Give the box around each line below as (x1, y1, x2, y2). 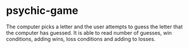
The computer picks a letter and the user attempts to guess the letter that (6, 23, 183, 30)
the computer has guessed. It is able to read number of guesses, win (6, 29, 172, 36)
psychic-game (6, 4, 78, 17)
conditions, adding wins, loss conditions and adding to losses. (6, 35, 156, 42)
